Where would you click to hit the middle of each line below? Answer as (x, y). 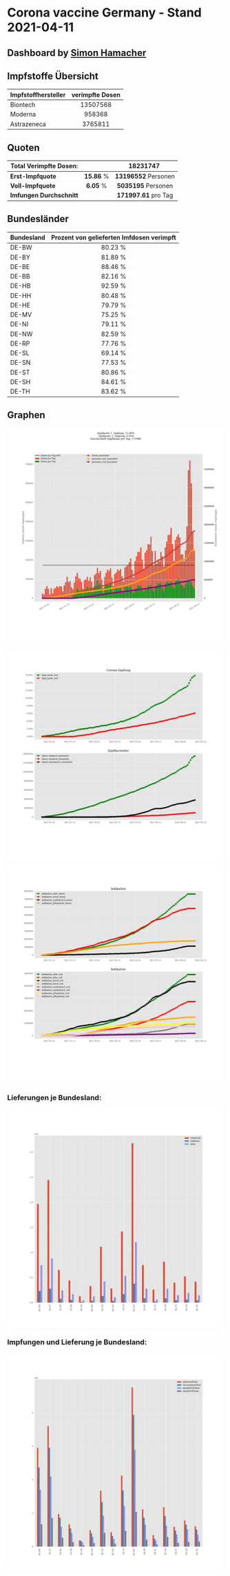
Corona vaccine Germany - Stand (104, 13)
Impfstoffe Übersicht (53, 76)
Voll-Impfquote (33, 186)
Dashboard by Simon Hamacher (77, 53)
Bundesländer (38, 219)
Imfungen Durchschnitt (44, 195)
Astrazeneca (28, 124)
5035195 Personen (145, 186)
